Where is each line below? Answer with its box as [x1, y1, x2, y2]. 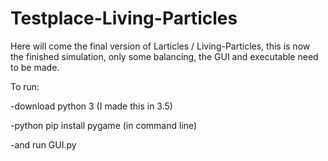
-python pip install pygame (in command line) [10, 119, 198, 131]
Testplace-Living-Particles [10, 7, 238, 30]
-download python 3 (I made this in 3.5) [10, 100, 173, 112]
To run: [10, 80, 40, 92]
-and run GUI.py [10, 138, 77, 151]
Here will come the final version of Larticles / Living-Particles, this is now [10, 40, 311, 52]
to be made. [10, 61, 60, 73]
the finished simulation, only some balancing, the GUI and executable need [10, 50, 319, 62]
